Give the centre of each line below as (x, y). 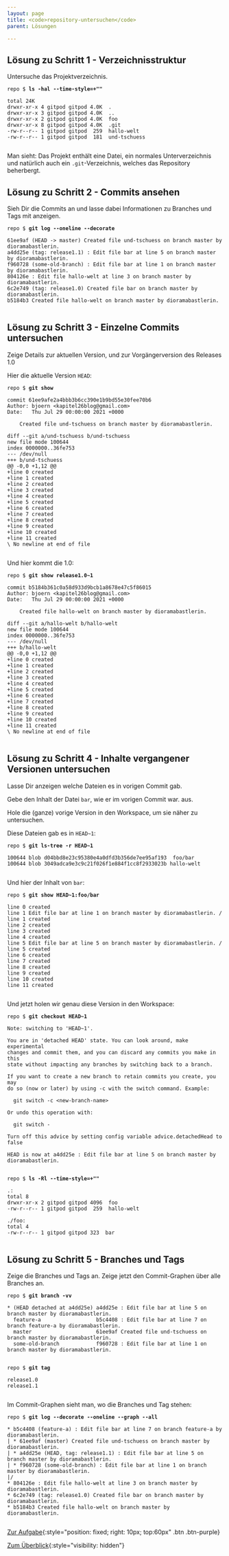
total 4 (18, 1227)
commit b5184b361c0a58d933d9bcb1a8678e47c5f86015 (80, 588)
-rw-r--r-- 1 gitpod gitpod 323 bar (61, 1233)
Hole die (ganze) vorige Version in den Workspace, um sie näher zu (103, 812)
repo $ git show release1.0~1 (50, 575)
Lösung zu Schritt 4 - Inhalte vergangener (98, 759)
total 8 (18, 1196)
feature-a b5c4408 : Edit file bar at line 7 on (110, 1320)
